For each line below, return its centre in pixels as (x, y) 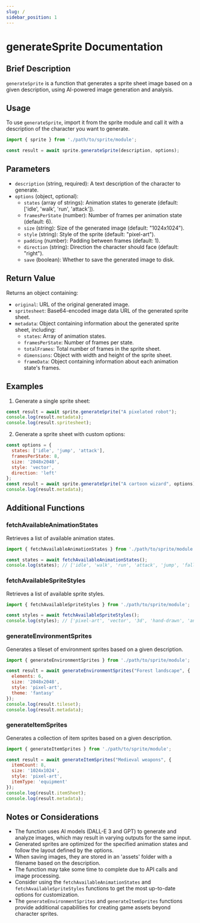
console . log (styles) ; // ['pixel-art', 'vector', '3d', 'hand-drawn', (96, 621)
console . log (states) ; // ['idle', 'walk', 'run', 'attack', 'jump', (93, 565)
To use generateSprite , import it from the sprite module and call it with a (95, 122)
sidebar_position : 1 (32, 17)
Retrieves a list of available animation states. (60, 538)
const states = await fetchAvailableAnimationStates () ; (77, 560)
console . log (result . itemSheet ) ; (46, 793)
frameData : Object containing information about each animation (101, 361)
